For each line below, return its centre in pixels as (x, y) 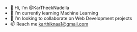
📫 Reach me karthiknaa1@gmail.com (49, 24)
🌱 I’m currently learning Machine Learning (54, 13)
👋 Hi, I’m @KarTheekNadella (40, 8)
